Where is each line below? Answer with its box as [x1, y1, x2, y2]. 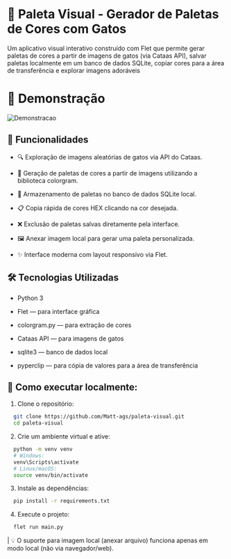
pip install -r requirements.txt [13, 498, 110, 505]
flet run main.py [13, 523, 64, 531]
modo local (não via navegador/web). [7, 544, 114, 553]
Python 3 [17, 294, 44, 302]
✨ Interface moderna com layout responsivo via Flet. [17, 250, 168, 258]
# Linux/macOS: [13, 465, 58, 472]
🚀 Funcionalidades [7, 134, 89, 145]
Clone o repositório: [17, 400, 74, 408]
